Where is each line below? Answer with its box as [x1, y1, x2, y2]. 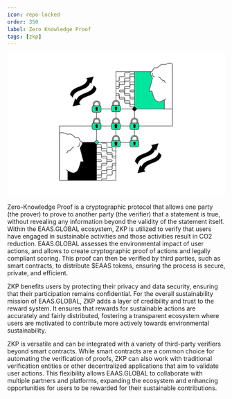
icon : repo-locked [7, 11, 60, 18]
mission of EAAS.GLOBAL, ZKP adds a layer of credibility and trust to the [7, 297, 215, 306]
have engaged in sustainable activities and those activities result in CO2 [7, 232, 213, 241]
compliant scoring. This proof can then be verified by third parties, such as [7, 254, 221, 263]
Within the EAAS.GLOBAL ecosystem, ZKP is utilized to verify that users [7, 225, 212, 233]
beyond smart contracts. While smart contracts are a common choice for [7, 347, 215, 355]
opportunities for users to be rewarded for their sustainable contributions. [7, 384, 217, 392]
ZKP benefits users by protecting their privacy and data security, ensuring [7, 282, 218, 290]
